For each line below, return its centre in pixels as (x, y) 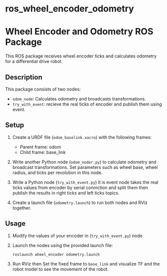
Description (24, 77)
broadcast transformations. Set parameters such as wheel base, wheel (85, 167)
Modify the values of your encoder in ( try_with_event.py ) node (78, 235)
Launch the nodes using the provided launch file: (63, 245)
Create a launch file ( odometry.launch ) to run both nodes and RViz (80, 202)
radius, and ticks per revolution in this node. (57, 172)
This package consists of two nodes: (43, 89)
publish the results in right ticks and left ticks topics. (66, 192)
